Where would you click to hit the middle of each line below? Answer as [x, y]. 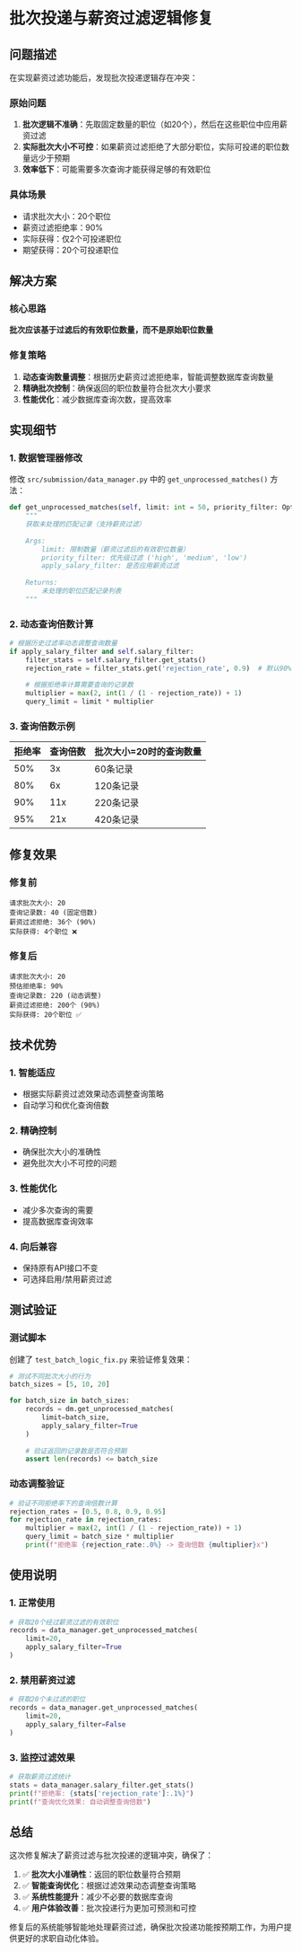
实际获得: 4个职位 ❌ [43, 932]
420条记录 [117, 820]
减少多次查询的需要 [58, 1210]
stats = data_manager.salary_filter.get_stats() [102, 1785]
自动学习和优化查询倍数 [65, 1105]
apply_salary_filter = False [76, 1724]
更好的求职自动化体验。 [60, 1939]
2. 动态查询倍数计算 [52, 623]
